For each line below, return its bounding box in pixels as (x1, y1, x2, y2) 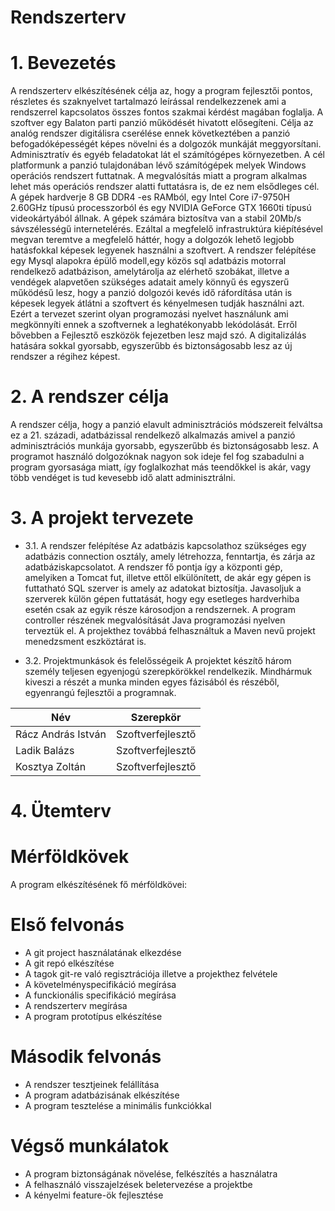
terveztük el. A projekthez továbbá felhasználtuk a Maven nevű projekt (24, 625, 316, 636)
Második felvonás (10, 1046, 162, 1068)
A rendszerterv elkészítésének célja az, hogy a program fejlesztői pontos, (10, 85, 313, 97)
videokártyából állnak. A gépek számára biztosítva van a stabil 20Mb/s (10, 212, 302, 225)
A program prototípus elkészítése (24, 1011, 163, 1023)
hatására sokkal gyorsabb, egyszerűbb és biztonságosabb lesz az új (10, 340, 293, 352)
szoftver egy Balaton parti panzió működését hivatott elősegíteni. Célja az (10, 117, 314, 129)
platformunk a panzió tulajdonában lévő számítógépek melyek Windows (10, 159, 307, 171)
